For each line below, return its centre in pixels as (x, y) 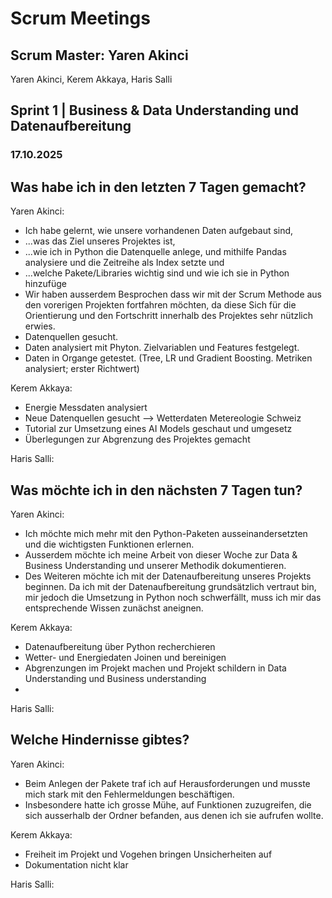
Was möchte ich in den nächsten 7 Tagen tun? (156, 490)
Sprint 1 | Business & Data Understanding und (154, 110)
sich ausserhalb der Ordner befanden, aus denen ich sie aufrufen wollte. (174, 815)
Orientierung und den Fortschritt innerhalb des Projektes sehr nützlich (168, 316)
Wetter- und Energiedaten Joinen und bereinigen (125, 657)
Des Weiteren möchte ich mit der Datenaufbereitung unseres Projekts (168, 576)
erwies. (40, 326)
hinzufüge (45, 284)
